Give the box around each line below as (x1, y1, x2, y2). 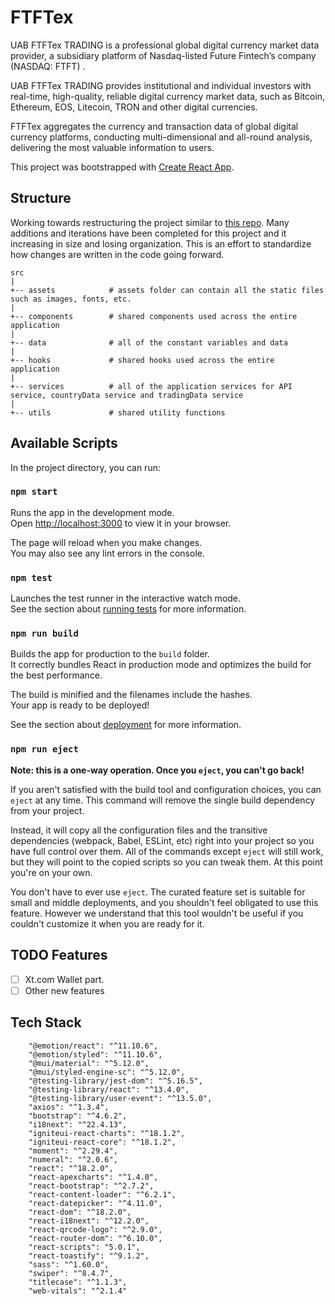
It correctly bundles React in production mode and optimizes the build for (10, 659, 312, 671)
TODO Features (10, 947, 108, 964)
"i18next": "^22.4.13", (28, 1119, 128, 1130)
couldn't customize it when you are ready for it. (10, 917, 205, 930)
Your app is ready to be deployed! (10, 699, 150, 711)
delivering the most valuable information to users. (10, 141, 215, 153)
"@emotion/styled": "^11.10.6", (28, 1049, 163, 1060)
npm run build (10, 628, 79, 640)
